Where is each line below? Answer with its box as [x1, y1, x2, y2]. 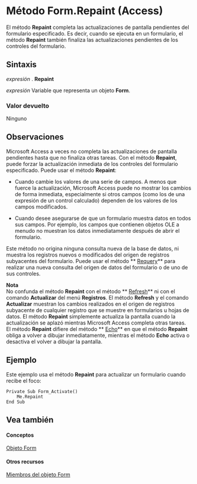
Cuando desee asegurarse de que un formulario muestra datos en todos [14, 215, 191, 222]
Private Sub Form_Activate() [6, 388, 78, 394]
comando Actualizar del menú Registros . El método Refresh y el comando [6, 294, 189, 301]
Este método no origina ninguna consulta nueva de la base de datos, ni [6, 245, 179, 252]
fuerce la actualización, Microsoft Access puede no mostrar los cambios [14, 184, 192, 191]
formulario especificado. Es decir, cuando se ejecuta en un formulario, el [6, 30, 183, 37]
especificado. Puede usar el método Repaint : [6, 167, 117, 174]
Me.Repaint [17, 394, 44, 399]
